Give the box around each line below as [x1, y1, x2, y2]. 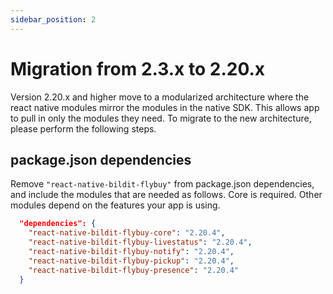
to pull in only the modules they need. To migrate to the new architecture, [10, 112, 312, 124]
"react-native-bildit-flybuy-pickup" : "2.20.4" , [28, 256, 235, 266]
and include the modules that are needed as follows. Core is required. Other [10, 189, 323, 201]
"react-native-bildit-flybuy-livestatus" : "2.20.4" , [28, 237, 253, 248]
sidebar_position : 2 [10, 14, 97, 25]
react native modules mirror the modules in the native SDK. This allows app [10, 101, 320, 113]
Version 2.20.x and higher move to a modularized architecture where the [10, 91, 310, 103]
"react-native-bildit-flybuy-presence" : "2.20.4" [28, 265, 240, 275]
